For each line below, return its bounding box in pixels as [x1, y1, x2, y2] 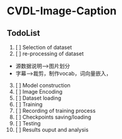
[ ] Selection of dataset [15, 44, 72, 51]
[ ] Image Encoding [15, 88, 63, 95]
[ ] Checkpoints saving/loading [15, 113, 91, 121]
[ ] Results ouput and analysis [15, 126, 89, 133]
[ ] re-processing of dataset [15, 50, 84, 57]
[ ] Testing [15, 120, 41, 126]
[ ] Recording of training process [15, 107, 96, 114]
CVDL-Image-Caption [7, 4, 117, 18]
